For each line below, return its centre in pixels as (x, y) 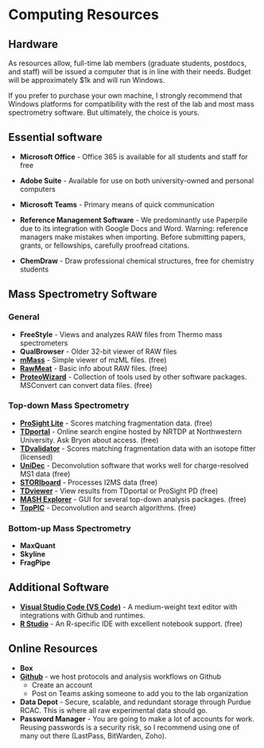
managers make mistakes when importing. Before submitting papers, (133, 237)
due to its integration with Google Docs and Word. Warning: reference (134, 228)
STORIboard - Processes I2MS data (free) (89, 482)
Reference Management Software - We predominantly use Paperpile (134, 220)
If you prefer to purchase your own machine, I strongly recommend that (125, 96)
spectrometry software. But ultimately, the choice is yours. (104, 112)
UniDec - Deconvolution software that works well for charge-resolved (134, 465)
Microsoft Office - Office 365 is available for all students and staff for (134, 156)
